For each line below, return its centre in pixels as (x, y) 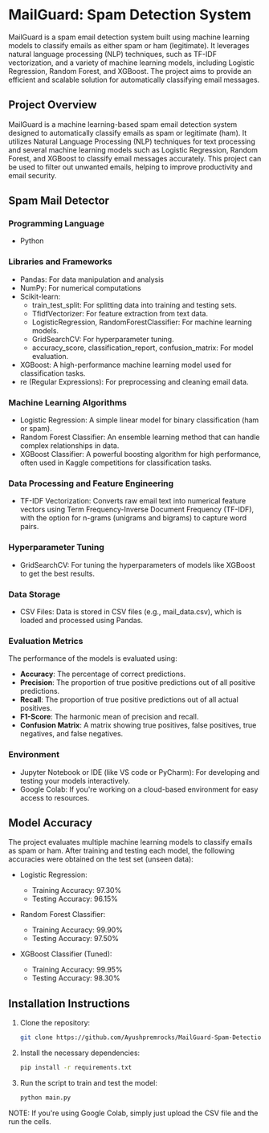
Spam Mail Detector (59, 201)
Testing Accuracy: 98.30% (76, 978)
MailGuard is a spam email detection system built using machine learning (129, 37)
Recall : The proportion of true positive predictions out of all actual (129, 699)
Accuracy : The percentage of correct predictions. (103, 674)
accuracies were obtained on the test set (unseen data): (101, 859)
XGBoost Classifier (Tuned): (66, 954)
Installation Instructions (69, 1003)
